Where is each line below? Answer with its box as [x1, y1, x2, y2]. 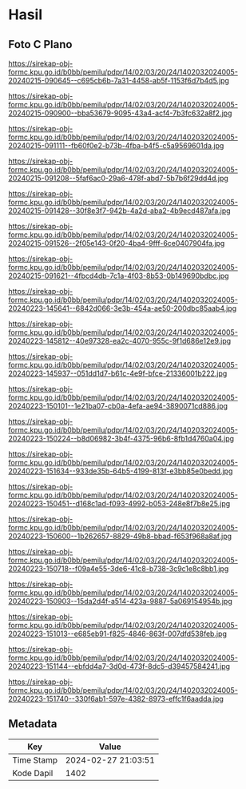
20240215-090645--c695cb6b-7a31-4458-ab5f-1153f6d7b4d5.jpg [8, 76, 230, 85]
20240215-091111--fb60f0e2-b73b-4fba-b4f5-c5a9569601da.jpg [8, 141, 224, 150]
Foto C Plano [8, 38, 73, 51]
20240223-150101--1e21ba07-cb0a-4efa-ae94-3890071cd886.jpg [8, 401, 228, 410]
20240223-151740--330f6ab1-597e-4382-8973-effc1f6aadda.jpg [8, 694, 224, 703]
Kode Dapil [12, 767, 54, 779]
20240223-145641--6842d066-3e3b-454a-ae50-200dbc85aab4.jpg [8, 304, 237, 313]
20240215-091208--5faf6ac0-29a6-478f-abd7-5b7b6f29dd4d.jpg [8, 174, 229, 183]
